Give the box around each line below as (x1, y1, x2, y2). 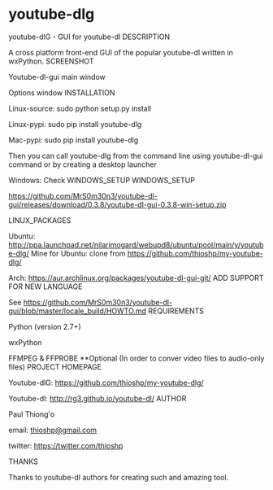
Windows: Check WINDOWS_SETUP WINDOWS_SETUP (8, 175, 195, 185)
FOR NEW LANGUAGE (8, 282, 83, 291)
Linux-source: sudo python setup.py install (8, 103, 152, 113)
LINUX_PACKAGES (8, 215, 71, 225)
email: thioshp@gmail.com (8, 425, 97, 435)
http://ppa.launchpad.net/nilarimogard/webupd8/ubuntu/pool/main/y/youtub (8, 239, 264, 249)
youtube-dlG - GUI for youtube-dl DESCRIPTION (8, 32, 171, 42)
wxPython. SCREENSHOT (8, 56, 94, 66)
